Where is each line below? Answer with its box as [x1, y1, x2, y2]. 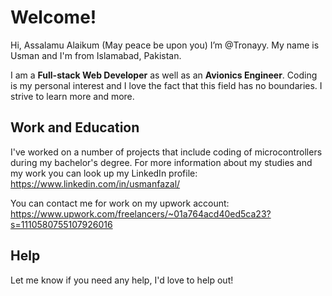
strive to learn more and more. [10, 90, 135, 102]
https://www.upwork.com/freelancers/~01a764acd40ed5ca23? [10, 207, 272, 220]
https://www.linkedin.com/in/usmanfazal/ [10, 177, 181, 190]
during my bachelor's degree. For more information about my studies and [10, 156, 313, 168]
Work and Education [10, 119, 140, 136]
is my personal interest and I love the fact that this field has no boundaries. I [10, 79, 323, 91]
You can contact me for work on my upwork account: [10, 197, 230, 209]
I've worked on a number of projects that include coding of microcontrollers [10, 146, 323, 158]
